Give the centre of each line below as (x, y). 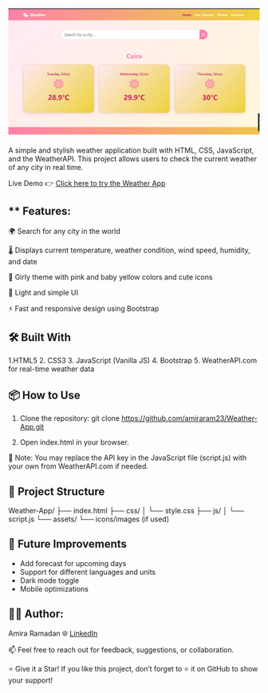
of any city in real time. (46, 167)
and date (23, 261)
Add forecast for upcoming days (73, 563)
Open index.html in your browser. (74, 442)
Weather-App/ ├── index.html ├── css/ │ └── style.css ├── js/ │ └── (126, 511)
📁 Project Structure (57, 491)
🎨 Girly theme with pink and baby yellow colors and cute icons (110, 277)
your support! (31, 680)
